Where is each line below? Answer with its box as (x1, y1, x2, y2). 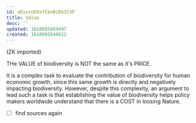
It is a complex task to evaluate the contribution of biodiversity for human (6, 72, 191, 79)
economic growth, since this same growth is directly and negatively (6, 79, 176, 86)
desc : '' (6, 20, 29, 26)
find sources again (15, 110, 62, 117)
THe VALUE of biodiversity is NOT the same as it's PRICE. (6, 60, 151, 68)
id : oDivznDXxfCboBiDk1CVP (6, 9, 75, 15)
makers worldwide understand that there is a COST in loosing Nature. (6, 98, 181, 105)
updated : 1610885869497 (6, 26, 67, 32)
